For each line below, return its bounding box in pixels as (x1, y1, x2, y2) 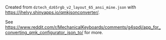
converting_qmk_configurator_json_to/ (5, 30, 83, 35)
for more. (84, 30, 103, 35)
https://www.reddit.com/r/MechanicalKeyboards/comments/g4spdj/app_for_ (5, 24, 161, 30)
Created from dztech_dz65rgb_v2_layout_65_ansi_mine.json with (5, 4, 136, 10)
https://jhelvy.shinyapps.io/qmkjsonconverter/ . (5, 9, 100, 15)
